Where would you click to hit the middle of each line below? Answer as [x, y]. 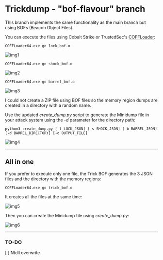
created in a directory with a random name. [48, 105]
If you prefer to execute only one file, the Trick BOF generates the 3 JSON [79, 173]
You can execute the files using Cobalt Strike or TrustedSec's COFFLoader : [80, 37]
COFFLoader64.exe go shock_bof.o [39, 64]
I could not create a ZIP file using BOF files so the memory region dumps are [81, 100]
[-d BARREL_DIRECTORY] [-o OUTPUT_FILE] [47, 133]
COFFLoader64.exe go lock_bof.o [38, 46]
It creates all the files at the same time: [44, 197]
